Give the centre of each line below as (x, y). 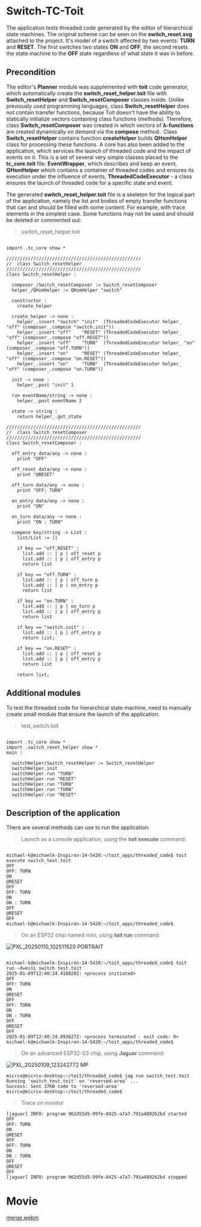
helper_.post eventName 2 (50, 401)
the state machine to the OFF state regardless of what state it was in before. (100, 53)
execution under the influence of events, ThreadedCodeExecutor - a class (99, 176)
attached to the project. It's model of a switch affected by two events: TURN (100, 40)
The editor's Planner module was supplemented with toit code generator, (97, 87)
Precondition (31, 73)
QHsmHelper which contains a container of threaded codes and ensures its (100, 170)
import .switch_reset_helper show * (52, 747)
